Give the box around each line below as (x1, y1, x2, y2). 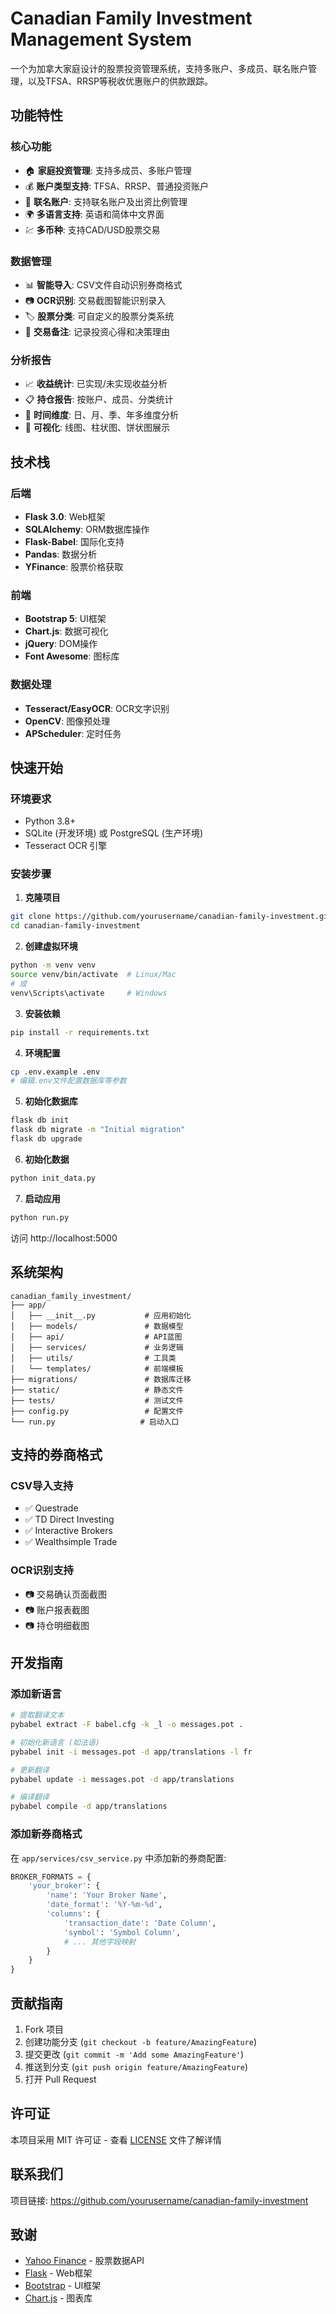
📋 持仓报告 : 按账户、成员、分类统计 (24, 393, 174, 406)
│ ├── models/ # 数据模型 (10, 1321, 184, 1331)
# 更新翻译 (10, 1765, 50, 1775)
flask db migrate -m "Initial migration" (10, 1125, 186, 1135)
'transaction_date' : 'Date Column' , (63, 1918, 217, 1928)
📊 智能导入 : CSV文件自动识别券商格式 (24, 278, 183, 291)
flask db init (10, 1115, 70, 1126)
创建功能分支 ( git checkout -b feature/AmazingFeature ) (24, 2035, 257, 2047)
